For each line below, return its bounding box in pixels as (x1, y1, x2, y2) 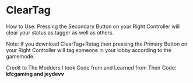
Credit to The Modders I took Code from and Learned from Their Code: (6, 64, 177, 71)
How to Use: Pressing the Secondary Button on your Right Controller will (6, 23, 180, 30)
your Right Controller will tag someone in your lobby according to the (6, 46, 172, 53)
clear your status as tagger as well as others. (6, 29, 114, 36)
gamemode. (6, 53, 35, 60)
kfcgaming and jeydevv (6, 70, 64, 77)
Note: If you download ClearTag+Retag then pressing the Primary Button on (6, 40, 188, 47)
